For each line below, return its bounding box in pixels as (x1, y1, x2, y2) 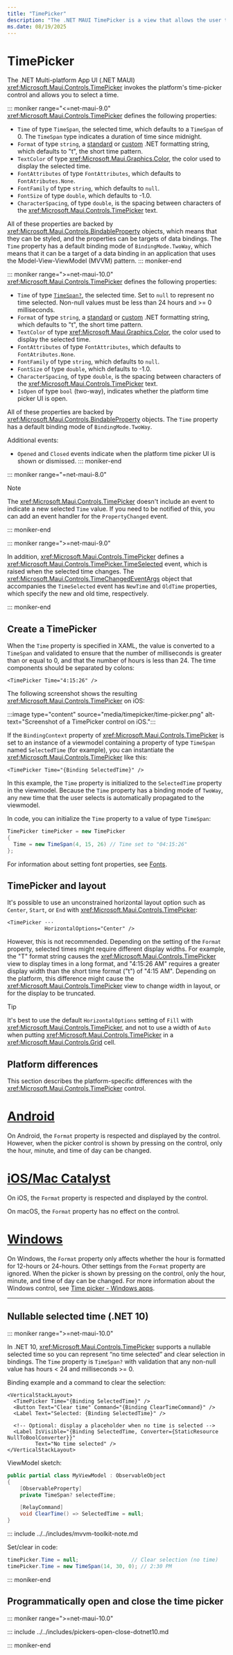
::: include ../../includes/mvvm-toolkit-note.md (7, 1530, 139, 1538)
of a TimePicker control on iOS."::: (58, 717, 156, 726)
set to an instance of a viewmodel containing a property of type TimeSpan (7, 738, 216, 747)
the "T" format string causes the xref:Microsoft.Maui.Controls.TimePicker (7, 952, 216, 961)
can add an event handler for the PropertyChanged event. (7, 512, 169, 521)
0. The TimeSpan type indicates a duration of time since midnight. (17, 133, 202, 141)
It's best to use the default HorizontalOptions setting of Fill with (7, 1016, 193, 1025)
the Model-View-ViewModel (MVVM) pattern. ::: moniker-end (7, 256, 182, 265)
